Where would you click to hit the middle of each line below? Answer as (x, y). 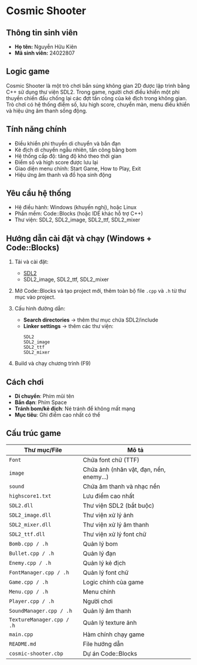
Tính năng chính (36, 129)
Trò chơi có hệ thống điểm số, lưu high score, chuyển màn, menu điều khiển (98, 104)
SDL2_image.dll (30, 515)
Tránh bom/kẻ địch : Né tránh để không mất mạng (75, 409)
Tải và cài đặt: (31, 262)
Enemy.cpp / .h (30, 563)
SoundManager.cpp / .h (40, 611)
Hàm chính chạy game (114, 634)
